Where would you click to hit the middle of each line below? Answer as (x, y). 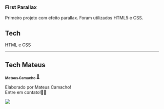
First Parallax (21, 7)
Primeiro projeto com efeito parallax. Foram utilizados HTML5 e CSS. (74, 18)
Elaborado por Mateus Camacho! (38, 87)
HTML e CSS (18, 45)
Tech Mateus (25, 65)
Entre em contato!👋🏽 (26, 92)
